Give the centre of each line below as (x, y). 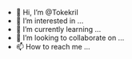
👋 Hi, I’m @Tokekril (47, 12)
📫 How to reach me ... (53, 47)
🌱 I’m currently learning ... (58, 29)
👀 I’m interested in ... (50, 21)
